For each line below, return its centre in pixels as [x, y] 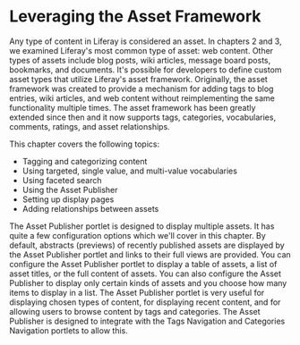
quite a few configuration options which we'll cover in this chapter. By [137, 235]
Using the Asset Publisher [70, 189]
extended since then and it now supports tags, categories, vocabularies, [142, 117]
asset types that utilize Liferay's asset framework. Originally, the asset [139, 79]
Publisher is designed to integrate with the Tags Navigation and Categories [147, 321]
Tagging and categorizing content [85, 161]
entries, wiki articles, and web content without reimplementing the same [142, 98]
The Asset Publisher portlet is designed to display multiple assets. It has [142, 226]
